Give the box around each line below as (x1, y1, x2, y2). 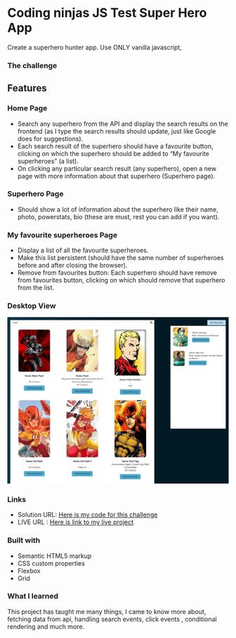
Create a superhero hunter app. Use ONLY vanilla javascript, (7, 43, 183, 51)
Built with (7, 535, 41, 545)
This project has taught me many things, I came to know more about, (7, 607, 206, 616)
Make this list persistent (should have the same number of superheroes (17, 254, 224, 262)
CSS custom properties (17, 559, 86, 567)
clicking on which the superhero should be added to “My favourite (17, 149, 209, 157)
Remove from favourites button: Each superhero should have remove (17, 268, 218, 277)
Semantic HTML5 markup (17, 552, 92, 560)
